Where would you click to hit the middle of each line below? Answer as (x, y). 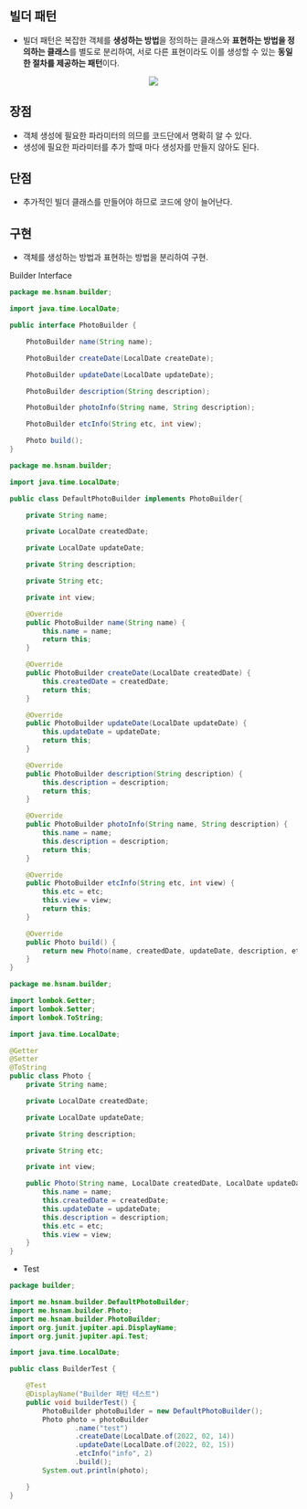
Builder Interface (41, 276)
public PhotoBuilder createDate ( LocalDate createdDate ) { (138, 673)
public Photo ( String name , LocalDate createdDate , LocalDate (144, 1184)
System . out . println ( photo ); (95, 1470)
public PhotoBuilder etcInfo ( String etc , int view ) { (130, 883)
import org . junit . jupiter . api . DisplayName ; (94, 1327)
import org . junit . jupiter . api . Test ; (79, 1336)
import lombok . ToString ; (57, 1018)
